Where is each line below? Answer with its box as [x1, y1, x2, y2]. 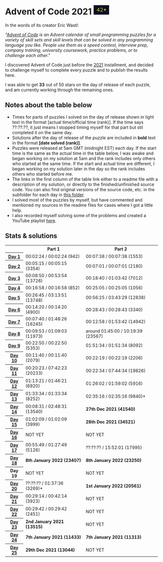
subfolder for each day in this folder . [12, 192, 85, 198]
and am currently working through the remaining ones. [5, 87, 114, 93]
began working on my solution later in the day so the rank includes [12, 166, 146, 172]
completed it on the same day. [12, 129, 73, 135]
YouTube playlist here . [12, 218, 57, 223]
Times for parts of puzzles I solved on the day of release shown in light [12, 114, 154, 120]
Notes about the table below [5, 101, 92, 109]
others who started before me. [12, 171, 73, 177]
